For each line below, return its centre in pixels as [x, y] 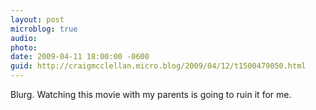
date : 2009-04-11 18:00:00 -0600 [80, 57]
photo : [24, 47]
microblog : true [44, 29]
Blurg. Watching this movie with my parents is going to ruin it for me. [151, 94]
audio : [24, 38]
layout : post [37, 19]
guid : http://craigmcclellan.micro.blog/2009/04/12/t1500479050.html [158, 66]
